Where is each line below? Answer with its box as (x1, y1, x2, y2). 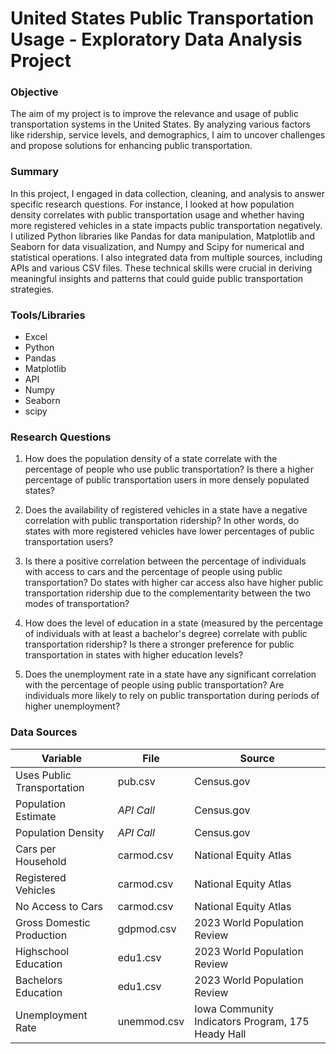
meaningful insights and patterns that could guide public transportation (10, 272, 304, 284)
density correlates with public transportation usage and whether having (10, 208, 305, 221)
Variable (41, 751, 83, 765)
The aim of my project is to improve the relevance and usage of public (10, 108, 299, 120)
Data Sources (10, 725, 78, 739)
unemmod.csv (117, 1014, 185, 1028)
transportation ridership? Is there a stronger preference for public (24, 638, 295, 651)
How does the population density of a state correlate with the (24, 453, 278, 465)
